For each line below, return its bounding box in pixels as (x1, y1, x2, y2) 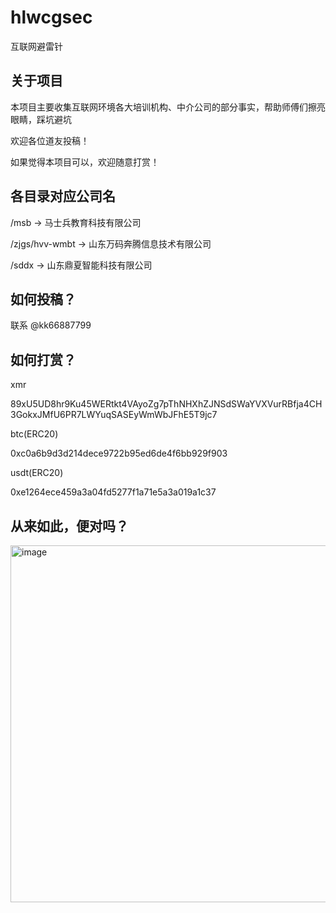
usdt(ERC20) (10, 467, 64, 479)
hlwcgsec (10, 6, 93, 29)
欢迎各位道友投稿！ (10, 134, 90, 146)
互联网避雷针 (10, 40, 63, 52)
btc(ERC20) (10, 428, 59, 440)
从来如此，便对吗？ (10, 517, 129, 535)
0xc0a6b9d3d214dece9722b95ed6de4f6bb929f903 (10, 447, 228, 460)
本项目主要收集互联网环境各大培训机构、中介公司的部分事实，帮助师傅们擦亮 (10, 101, 326, 113)
